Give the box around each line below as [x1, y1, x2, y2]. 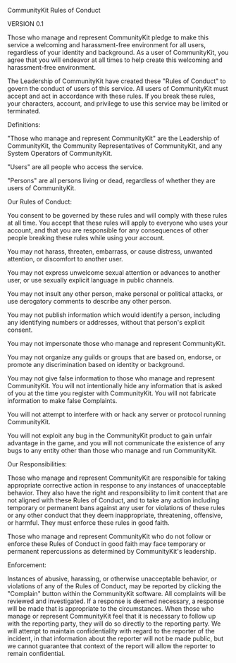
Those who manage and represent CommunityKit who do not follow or [7, 532, 211, 540]
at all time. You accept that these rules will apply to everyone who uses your [7, 218, 228, 227]
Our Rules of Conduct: [7, 197, 73, 206]
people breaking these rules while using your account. [7, 234, 166, 242]
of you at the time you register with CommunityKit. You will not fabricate [7, 389, 216, 397]
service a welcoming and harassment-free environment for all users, [7, 41, 206, 49]
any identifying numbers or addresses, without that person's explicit [7, 318, 206, 326]
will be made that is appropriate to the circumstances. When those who [7, 605, 214, 612]
